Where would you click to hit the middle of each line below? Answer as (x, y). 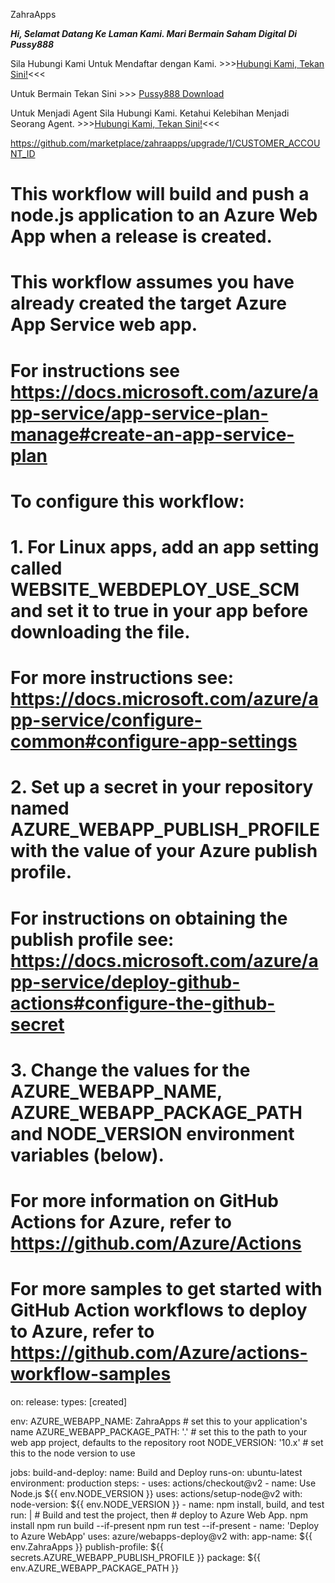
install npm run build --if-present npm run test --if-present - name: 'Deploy (165, 1525)
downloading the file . (100, 631)
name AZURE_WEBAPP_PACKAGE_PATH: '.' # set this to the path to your (159, 1431)
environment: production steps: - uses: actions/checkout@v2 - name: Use (163, 1483)
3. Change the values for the (130, 1070)
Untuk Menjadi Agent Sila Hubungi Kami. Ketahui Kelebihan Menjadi (150, 113)
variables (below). (87, 1155)
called (36, 568)
